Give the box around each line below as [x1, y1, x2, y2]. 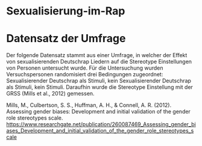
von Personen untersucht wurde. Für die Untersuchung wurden [6, 64, 163, 71]
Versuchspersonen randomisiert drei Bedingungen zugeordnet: [6, 71, 163, 78]
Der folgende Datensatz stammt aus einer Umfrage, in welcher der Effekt [6, 52, 188, 59]
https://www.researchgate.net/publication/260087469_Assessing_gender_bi [6, 121, 196, 128]
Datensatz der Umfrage [6, 32, 126, 46]
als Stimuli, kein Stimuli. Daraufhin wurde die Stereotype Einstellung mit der [6, 84, 193, 91]
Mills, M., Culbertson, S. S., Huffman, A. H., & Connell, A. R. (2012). [6, 102, 172, 109]
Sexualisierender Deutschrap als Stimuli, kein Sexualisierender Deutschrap [6, 77, 192, 85]
